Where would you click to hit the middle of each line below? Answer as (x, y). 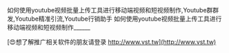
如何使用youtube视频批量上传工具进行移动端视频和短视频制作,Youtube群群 (113, 10)
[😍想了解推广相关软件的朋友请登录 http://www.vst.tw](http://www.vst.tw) (112, 42)
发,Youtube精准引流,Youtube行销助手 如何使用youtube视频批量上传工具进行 (114, 19)
